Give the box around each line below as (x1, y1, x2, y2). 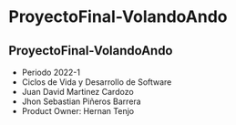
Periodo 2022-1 (21, 67, 81, 78)
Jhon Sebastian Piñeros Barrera (21, 96, 142, 107)
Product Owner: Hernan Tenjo (21, 106, 134, 116)
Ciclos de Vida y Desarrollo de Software (21, 77, 172, 88)
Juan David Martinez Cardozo (21, 87, 134, 97)
